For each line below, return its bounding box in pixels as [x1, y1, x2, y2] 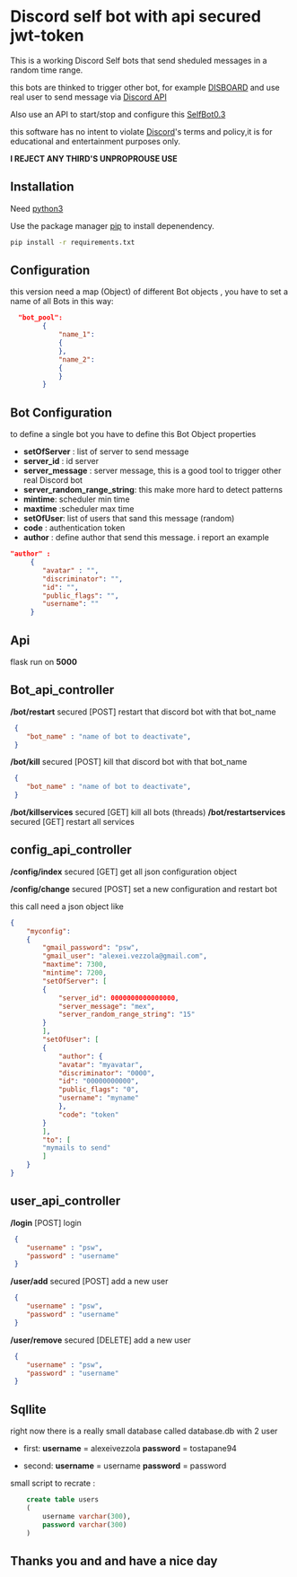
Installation [10, 180, 74, 195]
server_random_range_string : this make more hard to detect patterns [22, 485, 284, 495]
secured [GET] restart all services [10, 817, 135, 827]
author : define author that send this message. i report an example [22, 532, 270, 543]
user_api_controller [10, 1194, 121, 1209]
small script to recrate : [10, 1478, 96, 1489]
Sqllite [10, 1402, 48, 1417]
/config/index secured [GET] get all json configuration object [10, 866, 237, 877]
